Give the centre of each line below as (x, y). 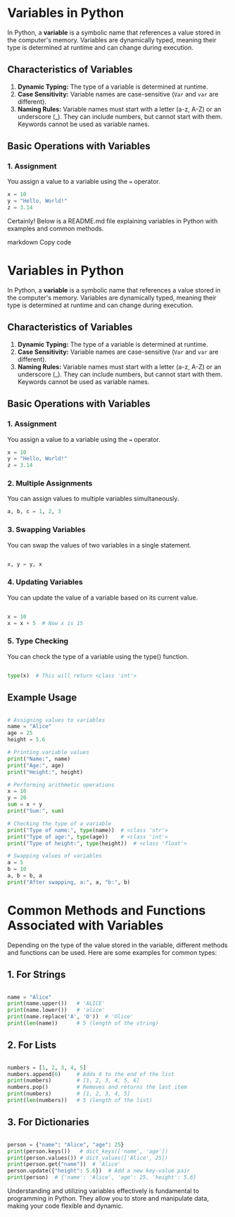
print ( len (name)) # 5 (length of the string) (83, 1023)
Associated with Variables (85, 925)
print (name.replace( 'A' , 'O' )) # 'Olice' (70, 1017)
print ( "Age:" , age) (36, 765)
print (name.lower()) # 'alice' (56, 1010)
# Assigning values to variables (56, 720)
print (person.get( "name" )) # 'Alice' (64, 1164)
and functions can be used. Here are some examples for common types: (112, 952)
